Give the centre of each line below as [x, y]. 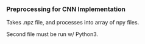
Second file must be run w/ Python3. [52, 34]
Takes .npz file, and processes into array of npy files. [73, 23]
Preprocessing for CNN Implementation [66, 9]
